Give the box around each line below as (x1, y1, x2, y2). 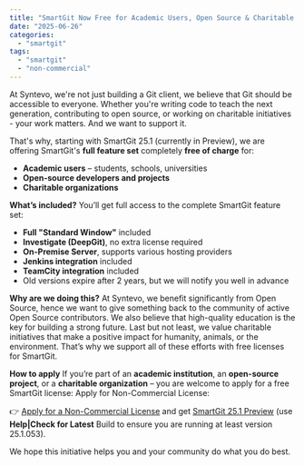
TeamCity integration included (22, 265, 139, 276)
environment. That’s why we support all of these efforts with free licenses (9, 341, 285, 352)
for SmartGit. (9, 351, 57, 362)
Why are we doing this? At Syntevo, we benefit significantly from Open (9, 292, 277, 303)
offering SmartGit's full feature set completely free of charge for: (9, 144, 254, 155)
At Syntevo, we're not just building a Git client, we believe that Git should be (9, 88, 292, 100)
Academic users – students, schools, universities (22, 163, 208, 174)
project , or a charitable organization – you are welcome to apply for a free (9, 378, 290, 389)
